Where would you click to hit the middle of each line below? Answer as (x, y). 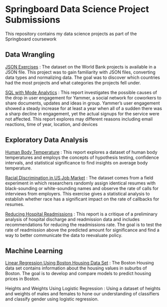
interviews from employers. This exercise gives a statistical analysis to (77, 193)
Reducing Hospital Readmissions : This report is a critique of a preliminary (81, 214)
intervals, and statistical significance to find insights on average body (76, 162)
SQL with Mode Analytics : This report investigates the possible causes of (81, 92)
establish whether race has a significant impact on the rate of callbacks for (82, 199)
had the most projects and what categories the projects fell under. (73, 82)
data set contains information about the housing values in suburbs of (76, 268)
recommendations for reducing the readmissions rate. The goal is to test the (83, 224)
